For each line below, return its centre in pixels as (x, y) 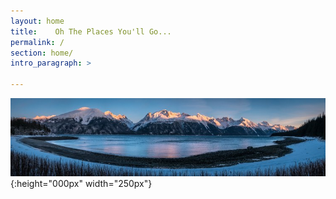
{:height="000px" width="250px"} (81, 183)
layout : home (37, 21)
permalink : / (37, 42)
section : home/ (42, 53)
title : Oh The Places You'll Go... (91, 31)
